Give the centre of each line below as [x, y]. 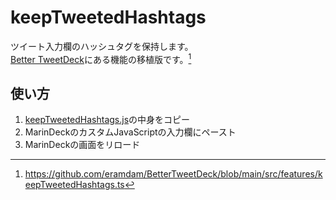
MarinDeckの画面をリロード [82, 145]
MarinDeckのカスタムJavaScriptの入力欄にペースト [130, 132]
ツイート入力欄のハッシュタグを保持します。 [102, 46]
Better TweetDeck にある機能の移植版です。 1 [101, 58]
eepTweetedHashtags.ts [74, 185]
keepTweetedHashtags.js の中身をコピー [107, 120]
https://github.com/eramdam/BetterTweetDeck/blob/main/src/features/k [173, 174]
